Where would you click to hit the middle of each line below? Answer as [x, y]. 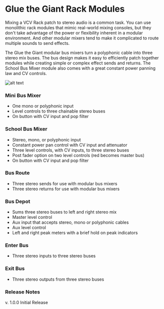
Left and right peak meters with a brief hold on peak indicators [75, 233]
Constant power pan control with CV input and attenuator [70, 145]
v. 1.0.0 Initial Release [27, 303]
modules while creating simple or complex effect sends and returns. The [78, 63]
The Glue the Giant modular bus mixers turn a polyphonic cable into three [79, 53]
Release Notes [23, 292]
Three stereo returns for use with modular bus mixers [66, 189]
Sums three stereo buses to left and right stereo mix [64, 212]
